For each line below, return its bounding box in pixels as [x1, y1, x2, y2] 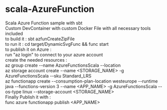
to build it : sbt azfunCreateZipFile [5, 36, 75, 42]
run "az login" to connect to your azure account [5, 51, 103, 58]
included [5, 30, 23, 36]
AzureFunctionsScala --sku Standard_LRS [5, 73, 92, 79]
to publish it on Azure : [5, 46, 51, 52]
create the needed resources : [5, 57, 67, 63]
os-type [5, 89, 21, 95]
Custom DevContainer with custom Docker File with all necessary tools [5, 25, 151, 31]
